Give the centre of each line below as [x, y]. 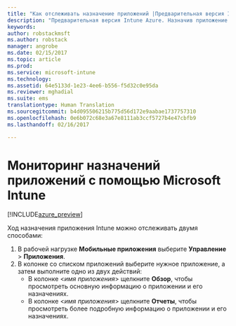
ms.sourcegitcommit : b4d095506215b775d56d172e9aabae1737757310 [102, 111]
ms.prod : [20, 66]
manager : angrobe [33, 46]
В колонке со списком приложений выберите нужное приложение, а [121, 264]
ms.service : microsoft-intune [52, 72]
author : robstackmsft [39, 33]
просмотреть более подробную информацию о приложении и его [127, 308]
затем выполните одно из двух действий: [80, 271]
